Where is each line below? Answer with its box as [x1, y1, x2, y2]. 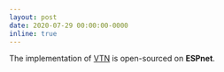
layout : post [9, 12, 58, 22]
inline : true [9, 29, 58, 38]
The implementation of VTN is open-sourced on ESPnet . [9, 54, 215, 64]
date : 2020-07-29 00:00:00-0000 [9, 21, 128, 30]
